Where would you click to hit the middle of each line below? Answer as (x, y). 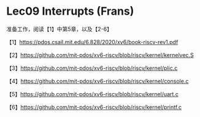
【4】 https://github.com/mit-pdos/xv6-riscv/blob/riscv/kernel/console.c (98, 81)
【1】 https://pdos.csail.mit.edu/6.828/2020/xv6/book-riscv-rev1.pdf (92, 42)
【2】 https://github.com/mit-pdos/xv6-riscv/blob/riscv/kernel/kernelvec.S (100, 55)
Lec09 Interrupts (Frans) (70, 11)
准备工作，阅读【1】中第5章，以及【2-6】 (59, 29)
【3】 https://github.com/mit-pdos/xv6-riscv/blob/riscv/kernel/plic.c (92, 68)
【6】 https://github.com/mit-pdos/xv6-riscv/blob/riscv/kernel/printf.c (94, 107)
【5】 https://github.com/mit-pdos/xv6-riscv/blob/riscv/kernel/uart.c (93, 94)
